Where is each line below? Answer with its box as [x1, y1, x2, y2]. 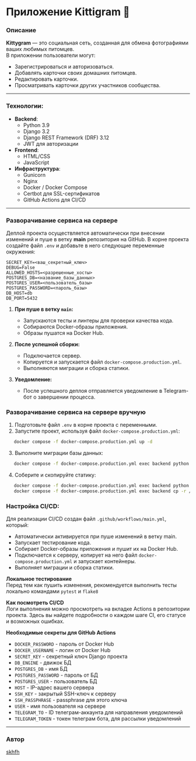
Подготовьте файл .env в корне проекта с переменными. [14, 421, 157, 429]
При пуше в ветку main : [14, 306, 73, 313]
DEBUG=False [6, 265, 35, 271]
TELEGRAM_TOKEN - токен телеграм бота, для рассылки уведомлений [14, 715, 181, 722]
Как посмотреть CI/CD [6, 599, 64, 606]
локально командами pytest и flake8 [6, 588, 99, 595]
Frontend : [14, 146, 39, 153]
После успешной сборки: [14, 341, 80, 348]
